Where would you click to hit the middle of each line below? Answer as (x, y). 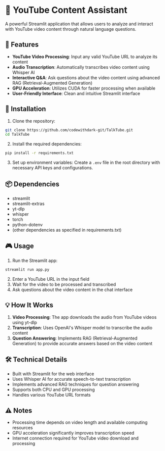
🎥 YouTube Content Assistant (66, 10)
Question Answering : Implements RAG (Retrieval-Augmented (75, 338)
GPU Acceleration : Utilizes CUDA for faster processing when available (84, 88)
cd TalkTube (17, 135)
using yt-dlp (25, 322)
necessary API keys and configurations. (53, 168)
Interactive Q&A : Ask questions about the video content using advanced (86, 77)
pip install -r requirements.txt (39, 153)
